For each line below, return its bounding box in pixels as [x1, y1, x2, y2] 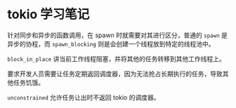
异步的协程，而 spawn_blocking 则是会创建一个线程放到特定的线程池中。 [7, 39, 216, 48]
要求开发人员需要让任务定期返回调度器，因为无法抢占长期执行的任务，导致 [7, 69, 223, 78]
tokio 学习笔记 [7, 6, 90, 22]
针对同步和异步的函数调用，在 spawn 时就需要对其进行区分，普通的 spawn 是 [7, 31, 228, 39]
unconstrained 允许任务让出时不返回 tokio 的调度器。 [7, 93, 160, 102]
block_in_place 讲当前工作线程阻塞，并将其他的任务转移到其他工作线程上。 [7, 54, 226, 63]
